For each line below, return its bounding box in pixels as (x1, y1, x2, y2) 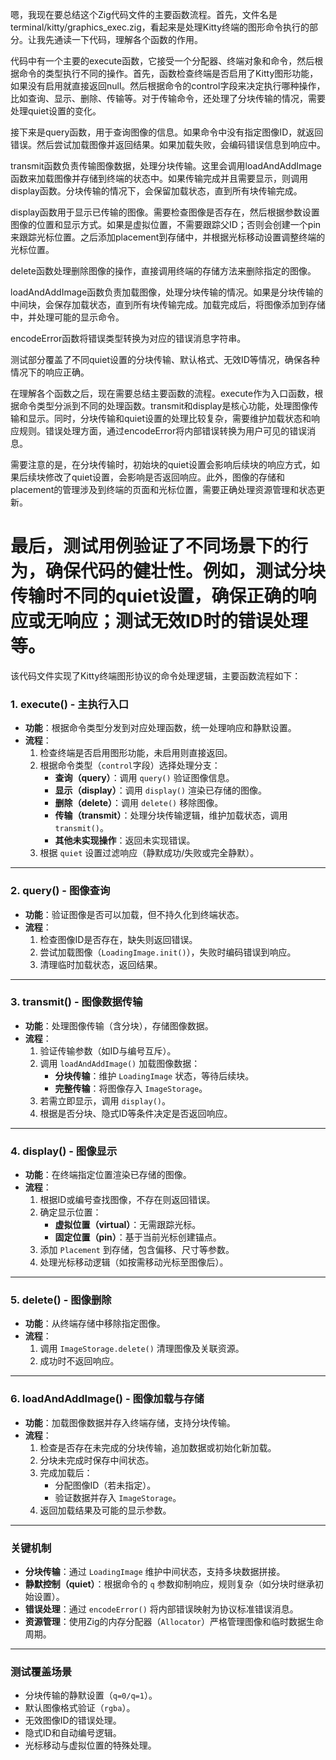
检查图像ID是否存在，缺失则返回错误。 (39, 933, 198, 945)
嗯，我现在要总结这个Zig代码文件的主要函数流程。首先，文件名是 (10, 9, 278, 20)
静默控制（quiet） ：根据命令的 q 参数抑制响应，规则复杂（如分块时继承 (24, 1578, 315, 1590)
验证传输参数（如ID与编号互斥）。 (39, 1044, 177, 1057)
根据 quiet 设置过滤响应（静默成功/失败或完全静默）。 (39, 847, 260, 859)
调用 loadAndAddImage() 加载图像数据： (39, 1057, 201, 1069)
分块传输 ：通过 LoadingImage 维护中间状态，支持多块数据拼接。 (24, 1566, 286, 1578)
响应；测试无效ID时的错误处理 (63, 610, 309, 633)
